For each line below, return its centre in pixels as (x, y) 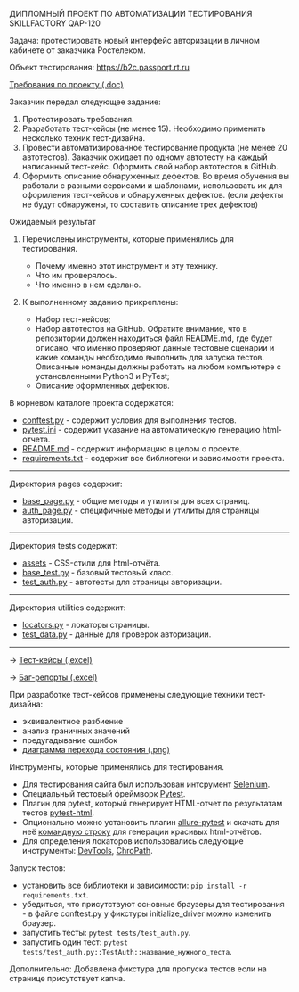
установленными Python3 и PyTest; (103, 376)
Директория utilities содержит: (68, 608)
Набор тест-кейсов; (73, 319)
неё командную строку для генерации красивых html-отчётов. (142, 831)
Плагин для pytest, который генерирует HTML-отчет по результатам (152, 803)
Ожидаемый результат (53, 222)
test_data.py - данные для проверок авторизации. (117, 634)
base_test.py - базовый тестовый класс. (97, 572)
